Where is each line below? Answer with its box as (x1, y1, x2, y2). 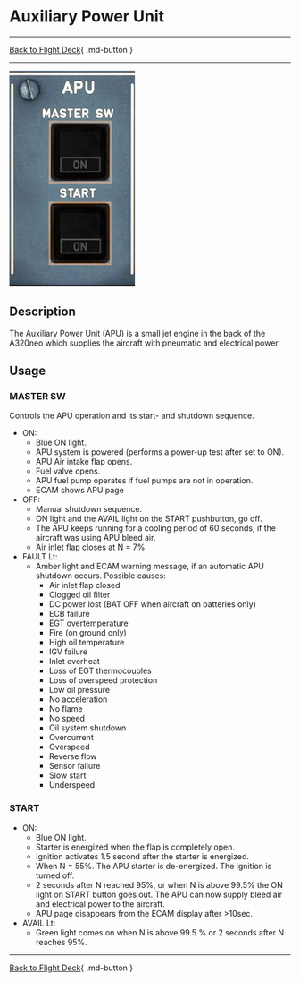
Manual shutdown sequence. (35, 504, 143, 515)
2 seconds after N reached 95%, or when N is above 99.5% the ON (35, 879, 284, 890)
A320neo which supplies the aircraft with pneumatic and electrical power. (9, 337, 280, 348)
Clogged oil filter (48, 589, 111, 601)
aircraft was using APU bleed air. (35, 533, 156, 543)
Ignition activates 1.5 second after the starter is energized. (35, 850, 250, 861)
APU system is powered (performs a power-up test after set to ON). (35, 447, 285, 457)
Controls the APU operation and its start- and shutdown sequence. (9, 410, 254, 422)
